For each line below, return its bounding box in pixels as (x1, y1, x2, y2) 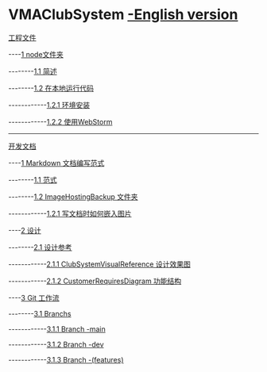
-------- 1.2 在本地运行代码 (8, 83, 94, 93)
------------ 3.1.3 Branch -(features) (8, 355, 125, 364)
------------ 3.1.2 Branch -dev (8, 339, 105, 349)
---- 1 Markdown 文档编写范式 (8, 158, 105, 167)
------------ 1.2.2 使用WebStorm (8, 117, 113, 126)
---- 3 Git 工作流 (8, 293, 60, 302)
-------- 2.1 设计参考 (8, 242, 73, 251)
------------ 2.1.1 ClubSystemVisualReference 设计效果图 (8, 259, 191, 269)
